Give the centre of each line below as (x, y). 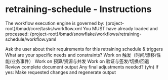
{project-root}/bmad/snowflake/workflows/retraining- (86, 34)
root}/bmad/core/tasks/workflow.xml (44, 28)
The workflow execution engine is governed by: (55, 23)
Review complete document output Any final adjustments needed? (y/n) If (82, 67)
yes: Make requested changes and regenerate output (61, 72)
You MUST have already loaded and (120, 28)
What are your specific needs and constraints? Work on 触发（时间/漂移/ (81, 55)
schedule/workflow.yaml (31, 39)
